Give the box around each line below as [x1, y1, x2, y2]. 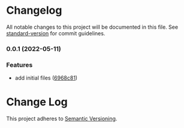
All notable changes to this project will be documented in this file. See [6, 23, 179, 31]
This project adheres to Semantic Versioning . [6, 115, 117, 123]
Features [6, 60, 33, 69]
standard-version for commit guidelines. [6, 29, 105, 36]
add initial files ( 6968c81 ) [14, 74, 78, 81]
